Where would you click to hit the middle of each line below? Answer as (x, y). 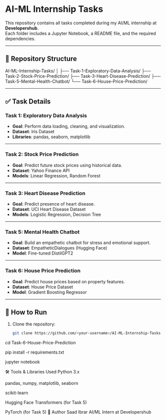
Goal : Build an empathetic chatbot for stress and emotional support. (81, 243)
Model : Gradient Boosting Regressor (50, 292)
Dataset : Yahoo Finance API (41, 170)
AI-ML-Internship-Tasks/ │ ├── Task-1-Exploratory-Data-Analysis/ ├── (78, 71)
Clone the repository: (34, 324)
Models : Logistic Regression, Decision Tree (57, 214)
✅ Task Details (28, 102)
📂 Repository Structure (41, 59)
